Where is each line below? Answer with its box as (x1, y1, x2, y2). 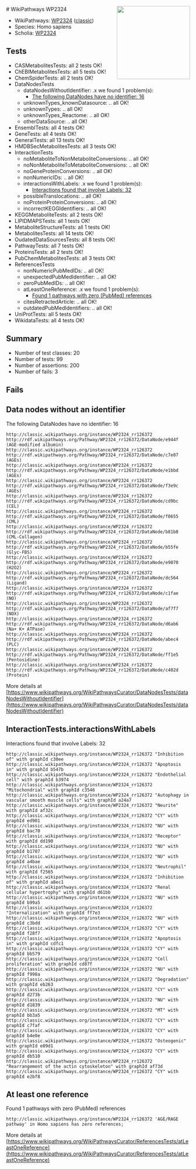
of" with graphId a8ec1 (6, 879, 64, 885)
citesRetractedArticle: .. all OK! (23, 298, 97, 305)
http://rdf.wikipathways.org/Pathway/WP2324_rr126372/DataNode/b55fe (6, 544, 179, 550)
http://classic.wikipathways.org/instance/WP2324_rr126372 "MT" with (6, 1007, 179, 1013)
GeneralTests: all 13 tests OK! (14, 136, 85, 143)
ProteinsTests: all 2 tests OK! (14, 248, 83, 255)
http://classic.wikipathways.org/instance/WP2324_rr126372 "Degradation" (6, 977, 190, 982)
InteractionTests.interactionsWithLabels (6, 724, 156, 734)
